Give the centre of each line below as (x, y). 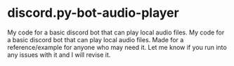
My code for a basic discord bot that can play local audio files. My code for (116, 32)
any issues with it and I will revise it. (59, 55)
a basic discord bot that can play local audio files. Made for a (96, 39)
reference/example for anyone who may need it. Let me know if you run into (117, 47)
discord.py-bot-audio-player (93, 13)
